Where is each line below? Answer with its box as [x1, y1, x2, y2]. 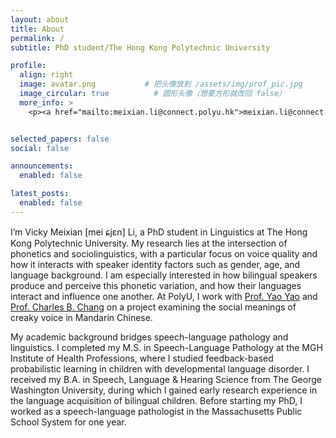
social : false [10, 143, 70, 153]
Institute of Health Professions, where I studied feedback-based [10, 352, 274, 364]
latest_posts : [10, 189, 70, 199]
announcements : [10, 161, 74, 171]
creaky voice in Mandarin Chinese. [10, 311, 153, 323]
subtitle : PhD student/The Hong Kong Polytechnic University [10, 42, 271, 53]
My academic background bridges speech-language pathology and [10, 331, 289, 343]
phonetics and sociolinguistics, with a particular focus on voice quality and [10, 247, 318, 260]
